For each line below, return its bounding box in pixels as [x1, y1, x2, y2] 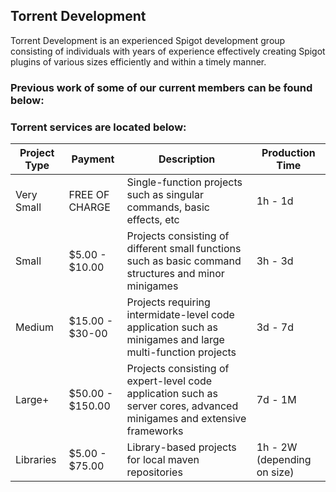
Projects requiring [126, 295, 211, 309]
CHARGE [68, 200, 111, 214]
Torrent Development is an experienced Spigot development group [10, 34, 286, 46]
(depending [256, 453, 312, 467]
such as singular [126, 188, 204, 202]
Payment [71, 152, 115, 166]
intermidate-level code [126, 308, 235, 322]
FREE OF [68, 188, 110, 202]
